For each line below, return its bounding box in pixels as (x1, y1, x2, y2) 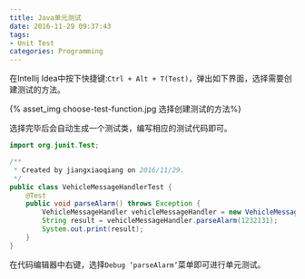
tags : (9, 30, 30, 39)
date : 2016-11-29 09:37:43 (9, 22, 112, 31)
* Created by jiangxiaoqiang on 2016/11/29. (13, 165, 184, 175)
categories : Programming (9, 47, 103, 56)
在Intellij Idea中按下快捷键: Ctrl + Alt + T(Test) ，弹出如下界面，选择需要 (9, 73, 284, 84)
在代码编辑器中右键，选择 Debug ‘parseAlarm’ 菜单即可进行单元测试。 (9, 259, 266, 270)
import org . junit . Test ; (9, 141, 100, 150)
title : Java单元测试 (9, 13, 82, 23)
